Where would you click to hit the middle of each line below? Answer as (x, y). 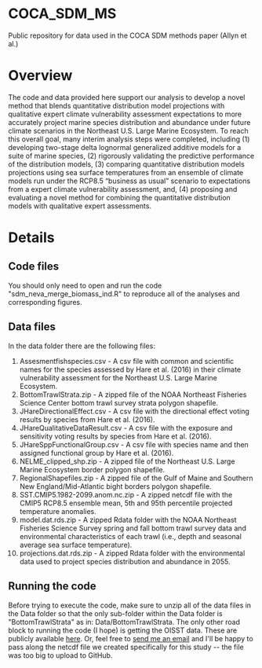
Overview (40, 76)
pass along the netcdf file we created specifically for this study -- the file (126, 647)
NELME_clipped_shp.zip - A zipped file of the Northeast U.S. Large (127, 461)
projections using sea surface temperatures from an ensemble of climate (126, 172)
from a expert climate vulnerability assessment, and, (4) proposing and (123, 189)
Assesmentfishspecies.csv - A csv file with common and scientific (127, 361)
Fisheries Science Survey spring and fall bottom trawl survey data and (133, 528)
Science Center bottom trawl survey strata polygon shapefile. (118, 402)
